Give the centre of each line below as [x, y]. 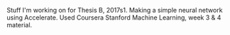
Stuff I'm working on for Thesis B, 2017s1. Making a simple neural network [115, 10]
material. [20, 25]
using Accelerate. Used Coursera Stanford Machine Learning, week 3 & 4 [114, 17]
